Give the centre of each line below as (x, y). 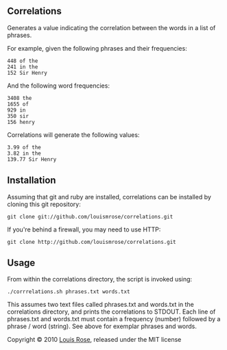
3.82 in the (24, 153)
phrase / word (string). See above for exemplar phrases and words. (102, 326)
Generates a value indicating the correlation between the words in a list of (111, 27)
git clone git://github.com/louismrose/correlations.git (90, 216)
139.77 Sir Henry (32, 159)
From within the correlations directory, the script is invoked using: (100, 279)
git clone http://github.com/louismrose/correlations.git (92, 242)
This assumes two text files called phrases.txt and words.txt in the (100, 305)
